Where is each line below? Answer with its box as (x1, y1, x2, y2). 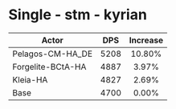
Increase (129, 34, 163, 46)
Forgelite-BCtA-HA (12, 61, 87, 72)
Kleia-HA (12, 74, 48, 85)
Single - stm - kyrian (8, 6, 147, 24)
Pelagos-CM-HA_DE (12, 48, 92, 59)
